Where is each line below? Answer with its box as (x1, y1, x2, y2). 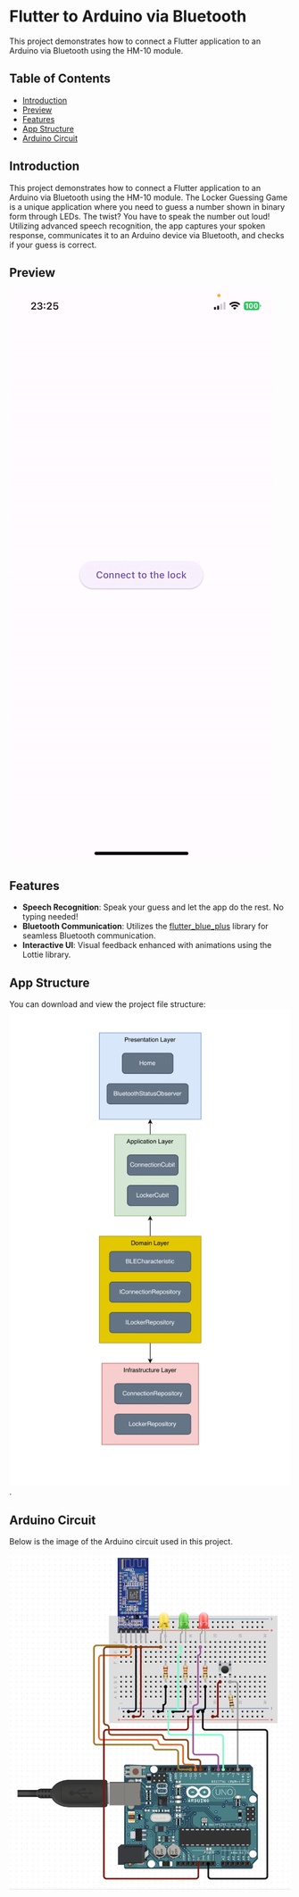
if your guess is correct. (9, 239, 97, 250)
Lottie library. (21, 949, 71, 961)
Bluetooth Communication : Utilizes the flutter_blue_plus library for (21, 921, 270, 932)
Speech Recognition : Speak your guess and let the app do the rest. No (21, 902, 284, 912)
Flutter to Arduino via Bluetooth (9, 6, 247, 27)
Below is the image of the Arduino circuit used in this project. (9, 1536, 234, 1547)
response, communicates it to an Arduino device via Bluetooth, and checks (9, 229, 285, 240)
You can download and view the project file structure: (9, 999, 206, 1010)
